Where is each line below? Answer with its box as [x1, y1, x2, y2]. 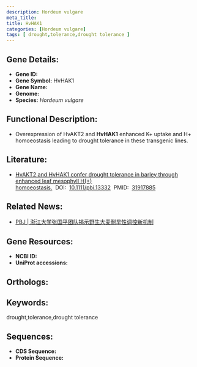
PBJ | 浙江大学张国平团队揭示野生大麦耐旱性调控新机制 [15, 218, 154, 226]
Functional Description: [6, 114, 98, 125]
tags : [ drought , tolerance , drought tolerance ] [6, 32, 130, 38]
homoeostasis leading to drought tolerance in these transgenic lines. [15, 137, 188, 144]
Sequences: [6, 331, 53, 342]
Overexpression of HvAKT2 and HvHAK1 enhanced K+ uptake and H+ [15, 130, 191, 137]
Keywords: [6, 297, 49, 308]
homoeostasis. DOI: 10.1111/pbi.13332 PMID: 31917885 [15, 184, 156, 191]
